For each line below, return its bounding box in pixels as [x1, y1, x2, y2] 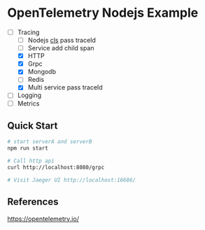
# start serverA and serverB [7, 138, 92, 145]
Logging [17, 91, 42, 99]
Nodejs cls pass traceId [27, 36, 97, 44]
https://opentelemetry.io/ [7, 215, 79, 223]
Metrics [17, 99, 40, 108]
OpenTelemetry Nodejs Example [7, 5, 199, 21]
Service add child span [27, 44, 94, 52]
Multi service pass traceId [27, 83, 103, 92]
